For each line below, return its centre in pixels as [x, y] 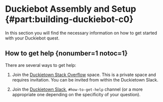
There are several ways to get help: [41, 65]
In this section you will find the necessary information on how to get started [81, 33]
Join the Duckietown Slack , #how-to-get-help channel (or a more [77, 89]
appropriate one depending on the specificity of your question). [76, 94]
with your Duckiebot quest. [32, 38]
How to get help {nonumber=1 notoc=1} [67, 53]
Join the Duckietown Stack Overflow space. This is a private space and [84, 75]
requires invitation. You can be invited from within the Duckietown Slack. [85, 80]
